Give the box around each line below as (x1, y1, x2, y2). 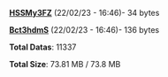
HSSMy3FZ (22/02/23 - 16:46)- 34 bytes (9, 8, 160, 18)
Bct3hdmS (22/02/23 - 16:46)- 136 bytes (9, 25, 160, 35)
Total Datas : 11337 (9, 42, 77, 52)
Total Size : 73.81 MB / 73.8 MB (9, 59, 121, 69)
